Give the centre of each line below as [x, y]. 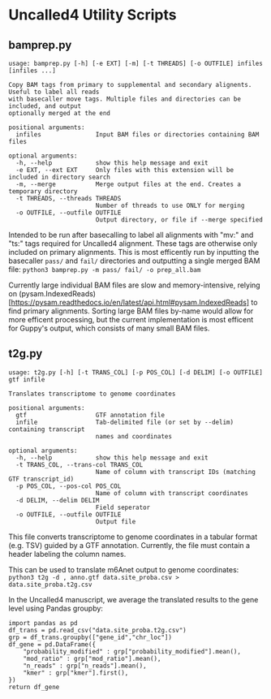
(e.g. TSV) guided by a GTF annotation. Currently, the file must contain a [129, 545]
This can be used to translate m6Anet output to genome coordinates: [124, 569]
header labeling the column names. [67, 554]
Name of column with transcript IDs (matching [175, 472]
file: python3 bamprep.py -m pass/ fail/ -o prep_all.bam [105, 269]
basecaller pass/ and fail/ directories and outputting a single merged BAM [134, 261]
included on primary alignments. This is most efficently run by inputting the [134, 252]
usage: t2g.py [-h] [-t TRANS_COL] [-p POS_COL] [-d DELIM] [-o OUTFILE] [136, 372]
